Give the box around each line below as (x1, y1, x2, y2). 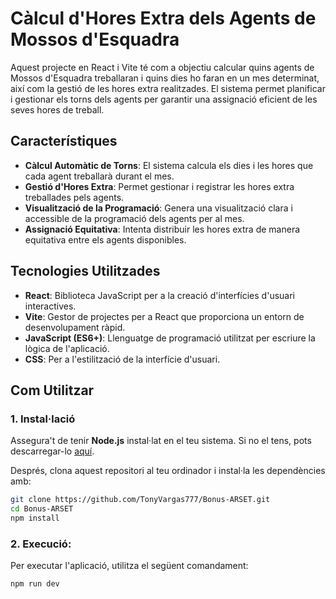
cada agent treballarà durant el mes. (24, 170, 175, 182)
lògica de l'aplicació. (24, 342, 110, 354)
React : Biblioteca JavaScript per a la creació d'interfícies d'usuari (24, 289, 295, 301)
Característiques (10, 133, 118, 150)
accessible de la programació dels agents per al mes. (24, 212, 245, 224)
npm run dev (10, 579, 60, 589)
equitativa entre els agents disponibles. (24, 233, 187, 246)
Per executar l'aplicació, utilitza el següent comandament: (10, 560, 249, 572)
